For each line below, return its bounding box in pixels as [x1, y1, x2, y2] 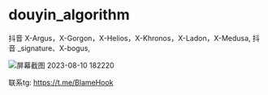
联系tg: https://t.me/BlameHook [8, 77, 114, 87]
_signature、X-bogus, [17, 43, 91, 53]
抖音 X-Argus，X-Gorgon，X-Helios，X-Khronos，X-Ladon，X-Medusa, [8, 33, 251, 43]
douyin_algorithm [8, 6, 130, 24]
